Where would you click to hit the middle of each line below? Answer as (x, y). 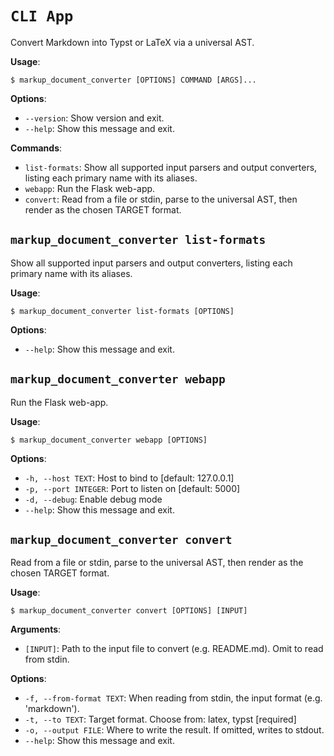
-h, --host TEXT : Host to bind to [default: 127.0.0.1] (129, 478)
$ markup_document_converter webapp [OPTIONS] (109, 440)
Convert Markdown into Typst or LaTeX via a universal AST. (132, 42)
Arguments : (36, 629)
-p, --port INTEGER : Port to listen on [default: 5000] (132, 488)
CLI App (42, 16)
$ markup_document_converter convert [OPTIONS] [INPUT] (129, 611)
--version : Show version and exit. (94, 118)
